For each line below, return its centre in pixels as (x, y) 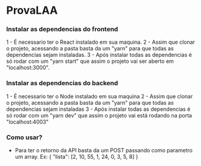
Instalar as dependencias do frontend (62, 29)
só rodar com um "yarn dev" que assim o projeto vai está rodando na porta (99, 115)
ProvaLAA (32, 10)
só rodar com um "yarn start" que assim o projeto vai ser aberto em (90, 61)
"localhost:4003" (28, 122)
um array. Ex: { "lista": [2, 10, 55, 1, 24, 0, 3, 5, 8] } (76, 157)
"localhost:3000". (28, 68)
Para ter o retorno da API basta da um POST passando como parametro (104, 150)
